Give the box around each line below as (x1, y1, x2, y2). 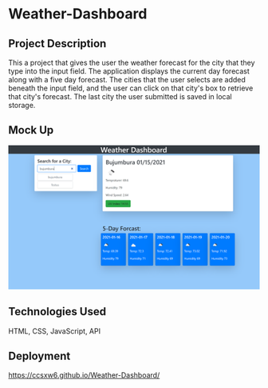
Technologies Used (8, 305, 106, 318)
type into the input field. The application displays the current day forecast (8, 66, 250, 76)
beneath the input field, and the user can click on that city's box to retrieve (8, 83, 254, 93)
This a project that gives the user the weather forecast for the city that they (8, 58, 255, 67)
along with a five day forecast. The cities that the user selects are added (8, 75, 246, 84)
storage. (8, 101, 36, 110)
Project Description (8, 37, 107, 50)
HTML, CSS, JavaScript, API (8, 326, 101, 336)
